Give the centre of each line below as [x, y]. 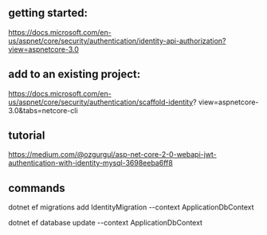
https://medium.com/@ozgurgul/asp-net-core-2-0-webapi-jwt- [112, 155]
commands [37, 188]
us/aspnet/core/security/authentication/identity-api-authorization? [117, 41]
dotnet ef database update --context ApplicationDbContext [106, 223]
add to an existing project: [75, 74]
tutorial [27, 136]
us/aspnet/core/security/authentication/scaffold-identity [101, 102]
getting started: [48, 13]
